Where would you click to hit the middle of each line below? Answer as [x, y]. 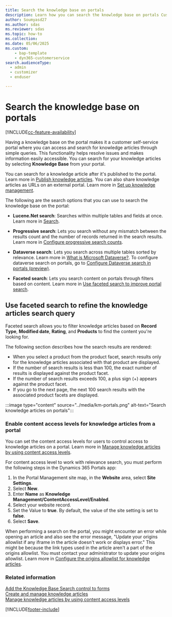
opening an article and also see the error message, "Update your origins [81, 537]
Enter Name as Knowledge [41, 494]
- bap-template [31, 53]
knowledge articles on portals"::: [40, 410]
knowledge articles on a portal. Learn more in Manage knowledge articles [83, 447]
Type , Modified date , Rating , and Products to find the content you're [79, 331]
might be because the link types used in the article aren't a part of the [79, 548]
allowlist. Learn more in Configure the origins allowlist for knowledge [78, 558]
